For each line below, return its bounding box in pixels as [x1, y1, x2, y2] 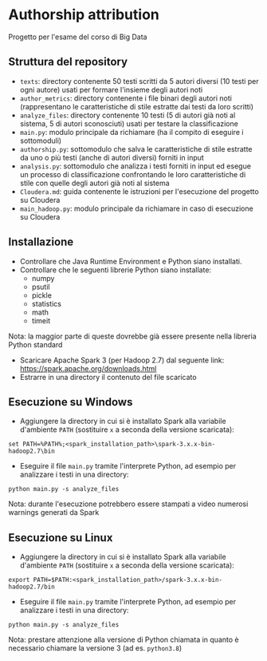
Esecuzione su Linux [8, 531, 113, 544]
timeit [31, 315, 50, 325]
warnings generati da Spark [8, 508, 100, 517]
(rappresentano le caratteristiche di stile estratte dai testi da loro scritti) [19, 101, 253, 111]
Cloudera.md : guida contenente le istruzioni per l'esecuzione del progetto [19, 186, 259, 196]
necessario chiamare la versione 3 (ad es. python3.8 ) [8, 643, 183, 653]
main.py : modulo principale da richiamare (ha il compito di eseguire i [19, 127, 244, 137]
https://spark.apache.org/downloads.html [19, 363, 157, 373]
